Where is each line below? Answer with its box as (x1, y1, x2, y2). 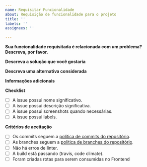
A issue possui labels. (12, 114, 57, 120)
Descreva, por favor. (5, 49, 48, 55)
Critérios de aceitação (5, 124, 52, 130)
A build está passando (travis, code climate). (12, 150, 104, 157)
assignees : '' (5, 26, 35, 31)
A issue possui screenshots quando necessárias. (12, 108, 113, 114)
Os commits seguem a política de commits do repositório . (12, 134, 131, 140)
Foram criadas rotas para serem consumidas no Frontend (12, 156, 130, 162)
